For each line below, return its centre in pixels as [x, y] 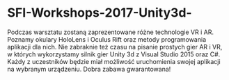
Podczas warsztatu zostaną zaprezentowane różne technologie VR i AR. [111, 32]
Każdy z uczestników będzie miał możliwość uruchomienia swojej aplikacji [114, 61]
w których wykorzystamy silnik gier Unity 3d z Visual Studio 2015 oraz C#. [114, 54]
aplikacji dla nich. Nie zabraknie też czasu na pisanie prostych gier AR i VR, [115, 47]
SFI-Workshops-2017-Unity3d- [100, 13]
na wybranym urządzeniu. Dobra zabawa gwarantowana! [89, 69]
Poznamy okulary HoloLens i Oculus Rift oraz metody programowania [107, 39]
